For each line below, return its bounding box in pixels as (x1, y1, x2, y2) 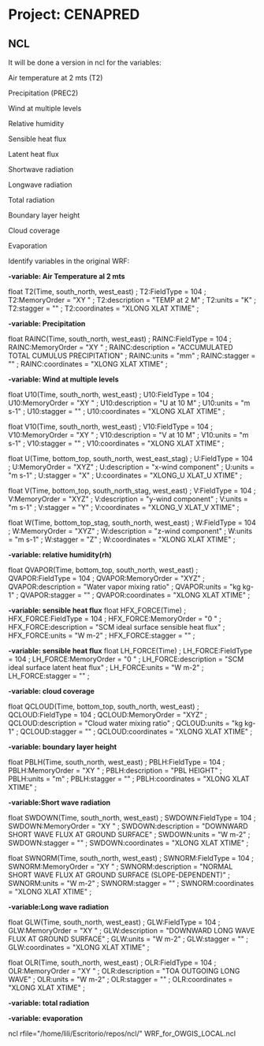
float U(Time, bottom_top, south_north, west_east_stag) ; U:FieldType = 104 (8, 454, 254, 463)
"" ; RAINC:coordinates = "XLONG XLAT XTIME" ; (8, 359, 168, 368)
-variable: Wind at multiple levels (8, 374, 119, 384)
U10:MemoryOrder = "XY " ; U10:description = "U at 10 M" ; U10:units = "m (8, 398, 251, 408)
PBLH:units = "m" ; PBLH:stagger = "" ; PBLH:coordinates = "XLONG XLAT (8, 774, 250, 784)
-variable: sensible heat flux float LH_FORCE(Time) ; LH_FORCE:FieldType (8, 646, 253, 655)
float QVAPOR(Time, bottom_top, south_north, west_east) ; (8, 565, 199, 575)
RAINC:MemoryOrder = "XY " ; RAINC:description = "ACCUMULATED (8, 343, 234, 352)
